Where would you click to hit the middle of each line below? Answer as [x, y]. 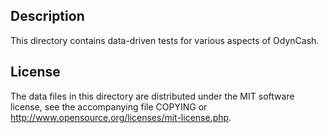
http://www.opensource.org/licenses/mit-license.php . [121, 117]
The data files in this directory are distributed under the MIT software [152, 96]
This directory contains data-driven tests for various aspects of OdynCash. [165, 40]
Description [47, 16]
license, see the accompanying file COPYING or [109, 106]
